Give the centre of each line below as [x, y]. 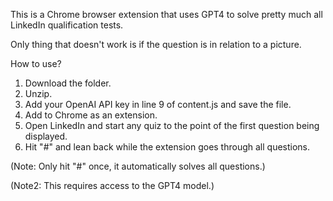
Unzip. [38, 93]
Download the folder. [68, 83]
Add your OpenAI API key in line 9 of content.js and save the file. [158, 104]
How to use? [36, 63]
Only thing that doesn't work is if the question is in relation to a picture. [156, 44]
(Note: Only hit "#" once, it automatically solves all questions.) [138, 166]
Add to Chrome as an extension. [91, 115]
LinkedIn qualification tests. [67, 25]
